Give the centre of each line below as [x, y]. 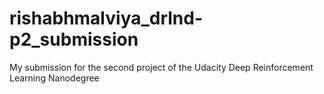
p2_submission [74, 39]
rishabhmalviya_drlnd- [106, 18]
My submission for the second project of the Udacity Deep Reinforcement [161, 67]
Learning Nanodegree [54, 78]
